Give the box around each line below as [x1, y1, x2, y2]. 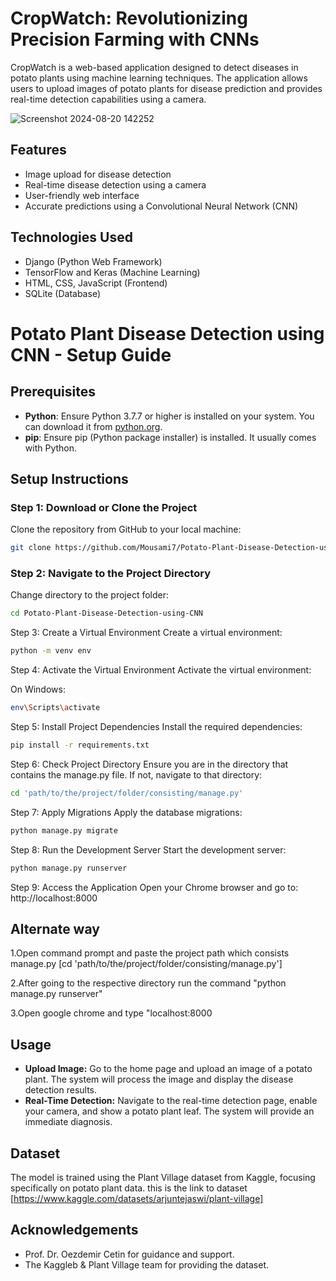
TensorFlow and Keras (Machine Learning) [24, 266, 201, 278]
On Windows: [10, 683, 66, 696]
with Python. [24, 442, 78, 454]
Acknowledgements [10, 1222, 139, 1239]
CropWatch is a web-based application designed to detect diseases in [10, 61, 299, 73]
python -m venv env [10, 646, 92, 656]
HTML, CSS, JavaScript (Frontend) [24, 277, 168, 289]
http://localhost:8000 [10, 892, 98, 904]
